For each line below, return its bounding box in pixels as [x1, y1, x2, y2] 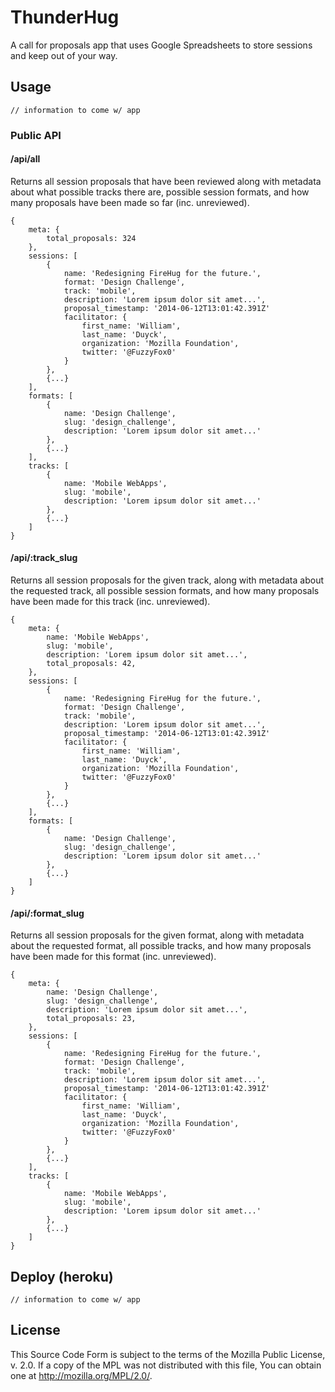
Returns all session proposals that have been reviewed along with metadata [10, 175, 322, 187]
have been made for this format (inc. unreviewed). [10, 951, 217, 963]
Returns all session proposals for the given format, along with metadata [10, 929, 305, 941]
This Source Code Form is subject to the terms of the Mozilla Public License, [10, 1348, 326, 1360]
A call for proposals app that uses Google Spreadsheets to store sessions [10, 39, 313, 51]
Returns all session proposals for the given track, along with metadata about [10, 574, 324, 586]
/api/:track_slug [10, 552, 78, 564]
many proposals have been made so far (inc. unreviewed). [10, 196, 250, 208]
